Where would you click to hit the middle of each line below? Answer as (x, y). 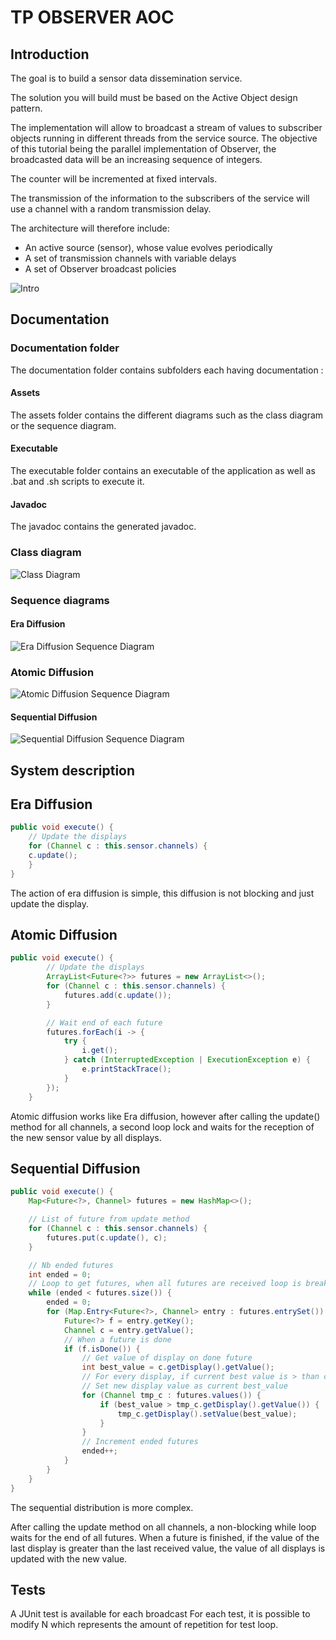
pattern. (26, 108)
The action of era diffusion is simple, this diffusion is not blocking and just (162, 893)
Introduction (50, 54)
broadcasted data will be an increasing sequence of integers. (136, 159)
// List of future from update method (109, 1219)
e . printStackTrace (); (126, 1069)
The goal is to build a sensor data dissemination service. (126, 78)
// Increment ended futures (140, 1442)
